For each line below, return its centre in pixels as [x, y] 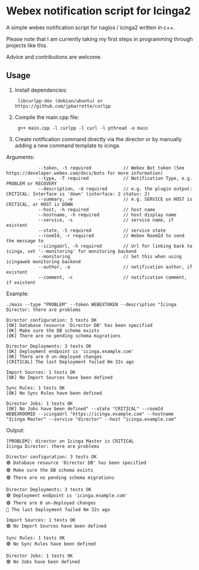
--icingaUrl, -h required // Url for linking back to [115, 246]
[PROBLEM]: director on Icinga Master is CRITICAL [70, 441]
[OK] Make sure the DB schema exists [53, 331]
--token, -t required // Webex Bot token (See [111, 168]
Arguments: [20, 157]
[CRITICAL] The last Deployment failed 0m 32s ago [70, 362]
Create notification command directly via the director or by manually [98, 139]
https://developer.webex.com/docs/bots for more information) [85, 173]
